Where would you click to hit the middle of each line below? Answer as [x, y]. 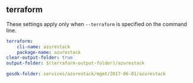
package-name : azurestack [49, 52]
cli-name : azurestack [43, 47]
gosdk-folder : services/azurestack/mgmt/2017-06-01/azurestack [86, 74]
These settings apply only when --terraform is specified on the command [96, 24]
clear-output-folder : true [39, 58]
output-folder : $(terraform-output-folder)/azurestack [75, 63]
